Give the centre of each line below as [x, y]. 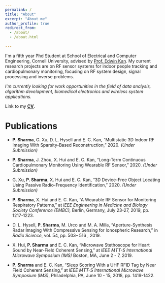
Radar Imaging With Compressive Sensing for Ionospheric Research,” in [85, 230]
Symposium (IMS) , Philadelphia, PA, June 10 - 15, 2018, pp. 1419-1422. [83, 275]
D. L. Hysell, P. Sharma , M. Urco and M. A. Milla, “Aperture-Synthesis [82, 225]
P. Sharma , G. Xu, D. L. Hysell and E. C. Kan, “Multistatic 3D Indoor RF [83, 140]
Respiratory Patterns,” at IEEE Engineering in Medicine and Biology [80, 205]
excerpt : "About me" [26, 19]
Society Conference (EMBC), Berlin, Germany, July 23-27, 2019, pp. [81, 210]
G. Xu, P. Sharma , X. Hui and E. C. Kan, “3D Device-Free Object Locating [86, 180]
